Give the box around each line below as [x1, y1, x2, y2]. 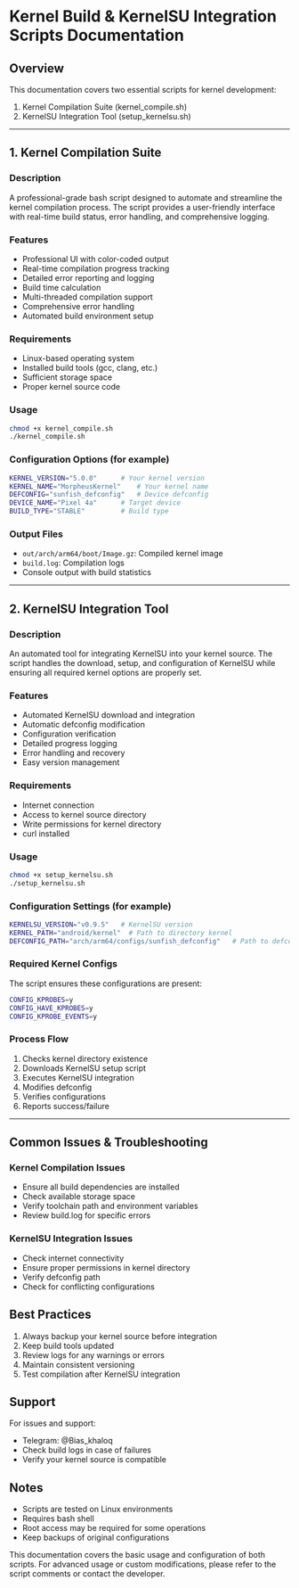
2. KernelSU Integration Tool [9, 601, 169, 616]
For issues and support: [9, 1418, 96, 1428]
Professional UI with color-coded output [21, 253, 169, 264]
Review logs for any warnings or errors [21, 1349, 165, 1361]
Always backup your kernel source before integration [21, 1330, 218, 1341]
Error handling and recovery [21, 747, 125, 759]
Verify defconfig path [21, 1271, 101, 1282]
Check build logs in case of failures [21, 1444, 151, 1455]
